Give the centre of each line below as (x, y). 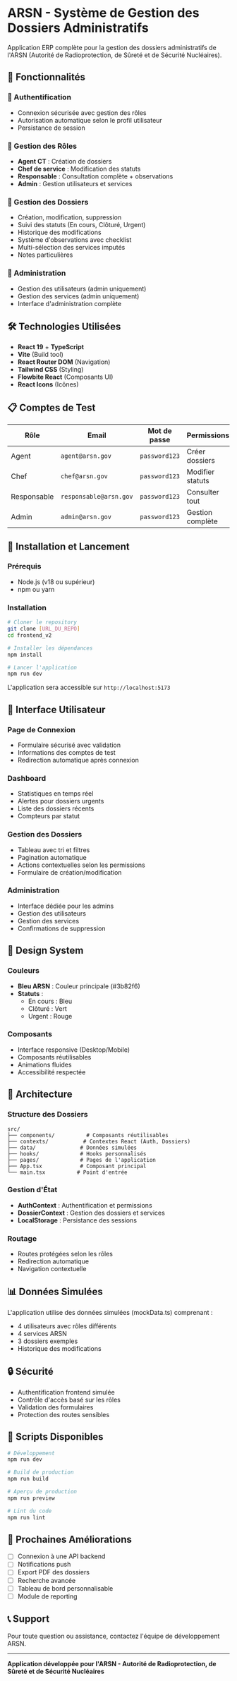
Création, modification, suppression (69, 217)
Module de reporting (47, 1596)
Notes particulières (45, 255)
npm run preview (31, 1498)
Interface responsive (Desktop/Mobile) (74, 1050)
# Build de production (41, 1472)
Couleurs (24, 971)
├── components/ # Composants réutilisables (88, 1135)
